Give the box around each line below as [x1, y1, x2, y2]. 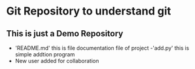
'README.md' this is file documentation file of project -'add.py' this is [15, 44, 190, 51]
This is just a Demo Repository [6, 28, 124, 39]
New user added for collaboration [15, 57, 99, 64]
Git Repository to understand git [6, 4, 171, 18]
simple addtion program [15, 51, 75, 58]
